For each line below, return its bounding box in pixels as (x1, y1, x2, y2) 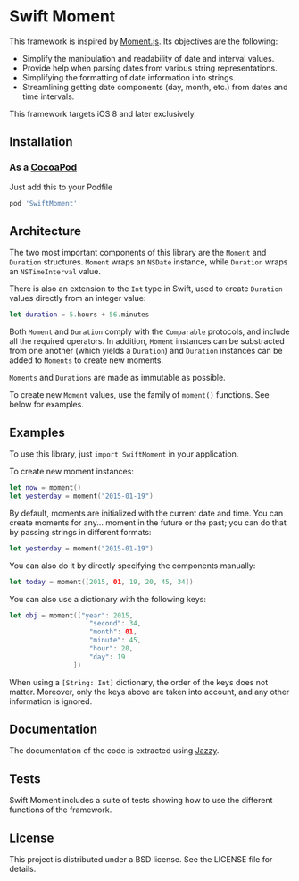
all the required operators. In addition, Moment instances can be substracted (9, 336, 286, 347)
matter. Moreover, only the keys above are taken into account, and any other (9, 686, 290, 697)
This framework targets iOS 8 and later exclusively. (9, 108, 196, 119)
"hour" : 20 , (88, 644, 134, 653)
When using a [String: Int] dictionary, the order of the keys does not (9, 676, 269, 687)
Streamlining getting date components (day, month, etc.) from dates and (21, 81, 288, 92)
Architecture (9, 223, 82, 239)
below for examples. (9, 399, 85, 410)
